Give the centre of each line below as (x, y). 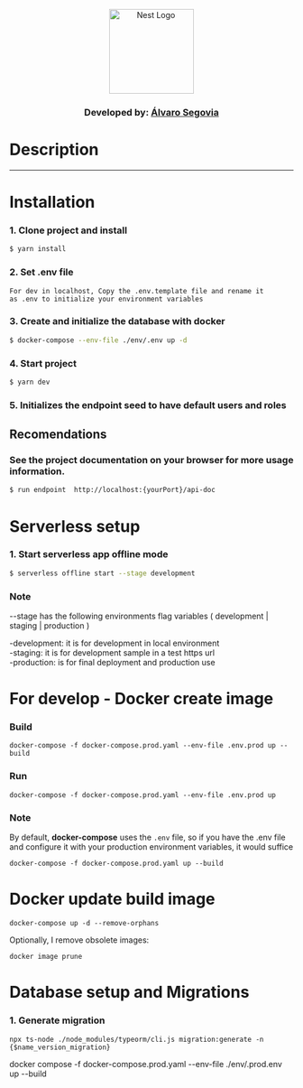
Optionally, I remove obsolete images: (79, 940)
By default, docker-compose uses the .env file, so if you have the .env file (147, 837)
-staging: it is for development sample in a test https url (112, 653)
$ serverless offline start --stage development (102, 573)
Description (54, 150)
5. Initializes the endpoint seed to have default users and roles (148, 405)
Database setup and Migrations (129, 992)
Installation (52, 202)
